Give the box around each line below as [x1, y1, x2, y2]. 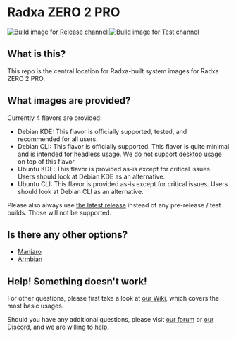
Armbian [17, 255, 43, 263]
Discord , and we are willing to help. [7, 322, 109, 332]
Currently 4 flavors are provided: [7, 114, 102, 122]
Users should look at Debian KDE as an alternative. [17, 172, 166, 181]
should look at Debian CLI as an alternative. [17, 187, 144, 195]
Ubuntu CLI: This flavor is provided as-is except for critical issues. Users [17, 179, 228, 188]
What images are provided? [7, 95, 131, 107]
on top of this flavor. [17, 157, 76, 166]
